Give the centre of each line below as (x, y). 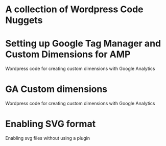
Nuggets (24, 20)
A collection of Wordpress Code (74, 9)
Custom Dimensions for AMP (68, 54)
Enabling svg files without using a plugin (48, 138)
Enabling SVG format (51, 124)
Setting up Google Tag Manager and (83, 44)
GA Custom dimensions (56, 89)
